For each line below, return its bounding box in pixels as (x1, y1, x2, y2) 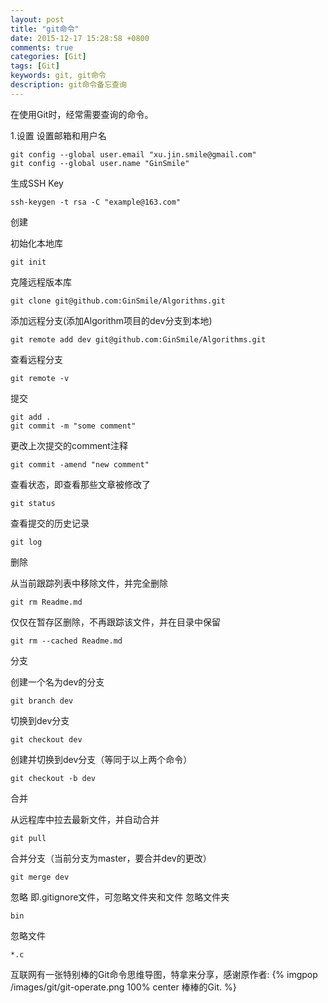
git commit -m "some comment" (10, 421, 137, 431)
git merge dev (10, 872, 70, 882)
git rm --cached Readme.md (10, 636, 123, 646)
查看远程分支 (10, 353, 63, 365)
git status (10, 498, 56, 508)
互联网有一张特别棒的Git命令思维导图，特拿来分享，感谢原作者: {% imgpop (10, 968, 318, 980)
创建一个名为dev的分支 (10, 676, 105, 688)
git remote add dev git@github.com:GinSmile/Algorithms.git (10, 334, 267, 345)
